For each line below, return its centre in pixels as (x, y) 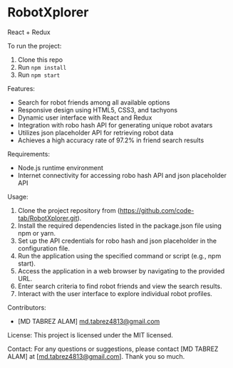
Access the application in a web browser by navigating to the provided (121, 270)
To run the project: (35, 46)
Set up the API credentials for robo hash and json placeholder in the (117, 241)
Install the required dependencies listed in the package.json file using (120, 226)
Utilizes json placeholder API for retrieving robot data (95, 132)
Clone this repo (40, 59)
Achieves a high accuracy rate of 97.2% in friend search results (111, 140)
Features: (21, 88)
